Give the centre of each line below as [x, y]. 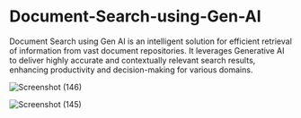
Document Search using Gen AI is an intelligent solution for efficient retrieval [150, 41]
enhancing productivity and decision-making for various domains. [131, 70]
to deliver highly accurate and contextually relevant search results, [133, 60]
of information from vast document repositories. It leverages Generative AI [147, 50]
